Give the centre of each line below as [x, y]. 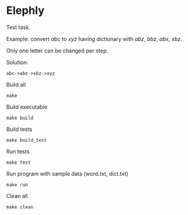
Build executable [27, 107]
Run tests [18, 151]
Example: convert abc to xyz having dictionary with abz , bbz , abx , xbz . [94, 39]
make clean [20, 207]
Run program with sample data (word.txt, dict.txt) [67, 173]
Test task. [18, 27]
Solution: [17, 62]
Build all [16, 85]
